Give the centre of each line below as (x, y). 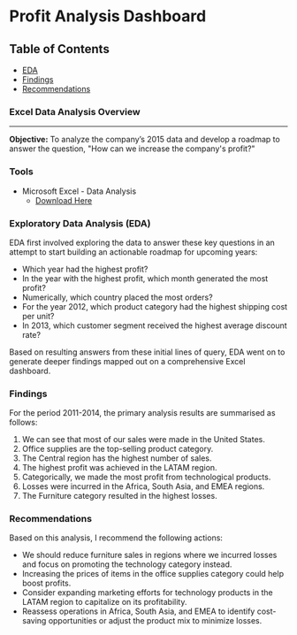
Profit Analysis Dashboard (108, 16)
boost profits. (46, 583)
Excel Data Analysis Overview (75, 111)
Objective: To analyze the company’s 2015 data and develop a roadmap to (145, 140)
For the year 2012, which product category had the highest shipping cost (155, 306)
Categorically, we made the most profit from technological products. (146, 477)
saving (34, 621)
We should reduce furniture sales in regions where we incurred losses (149, 555)
